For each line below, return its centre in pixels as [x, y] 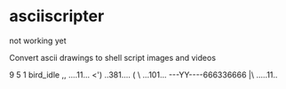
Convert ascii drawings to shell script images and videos [112, 57]
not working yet [38, 41]
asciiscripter [57, 16]
